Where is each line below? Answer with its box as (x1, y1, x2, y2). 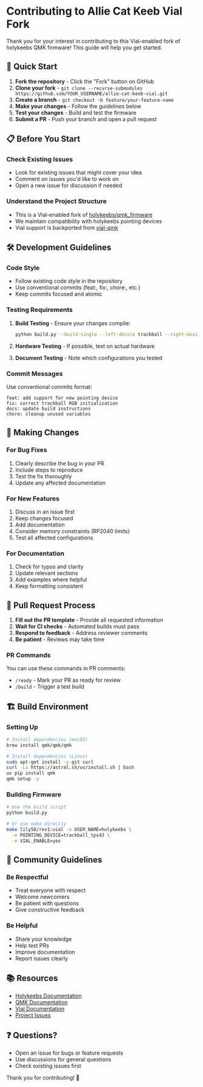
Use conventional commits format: (6, 383, 92, 391)
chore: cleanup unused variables (6, 411, 91, 417)
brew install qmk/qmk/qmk (6, 742, 72, 748)
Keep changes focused (15, 514, 74, 522)
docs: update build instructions (6, 405, 91, 412)
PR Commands (6, 651, 51, 659)
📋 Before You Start (6, 134, 81, 144)
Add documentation (15, 521, 65, 528)
